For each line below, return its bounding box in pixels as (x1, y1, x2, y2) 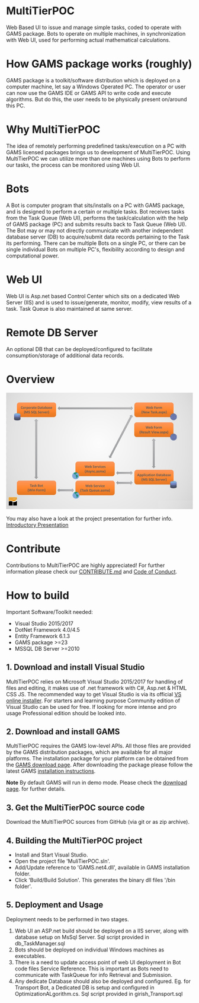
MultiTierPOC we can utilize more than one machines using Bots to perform (6, 155, 191, 162)
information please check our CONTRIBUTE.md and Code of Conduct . (6, 568, 178, 575)
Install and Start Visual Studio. (14, 851, 88, 858)
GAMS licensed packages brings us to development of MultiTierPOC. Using (6, 148, 191, 155)
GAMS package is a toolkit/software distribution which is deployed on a (6, 77, 181, 84)
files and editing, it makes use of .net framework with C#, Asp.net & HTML (6, 684, 187, 692)
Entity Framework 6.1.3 (14, 632, 70, 639)
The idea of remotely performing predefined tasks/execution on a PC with (6, 142, 187, 149)
